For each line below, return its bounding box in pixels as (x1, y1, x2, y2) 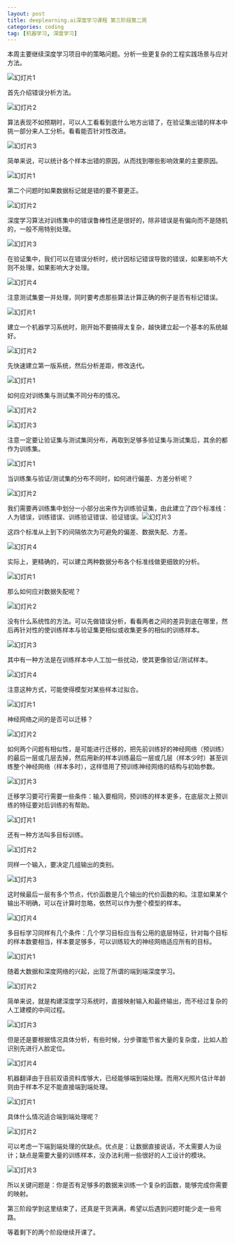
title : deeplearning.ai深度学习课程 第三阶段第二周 (7, 17, 148, 24)
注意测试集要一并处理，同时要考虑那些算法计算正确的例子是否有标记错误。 (7, 293, 222, 302)
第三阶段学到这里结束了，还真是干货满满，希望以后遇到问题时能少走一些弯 (7, 1204, 222, 1213)
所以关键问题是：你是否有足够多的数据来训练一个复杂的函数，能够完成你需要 (7, 1181, 228, 1189)
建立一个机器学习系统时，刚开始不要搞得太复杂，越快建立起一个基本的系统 (7, 323, 222, 331)
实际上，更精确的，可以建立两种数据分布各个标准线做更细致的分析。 (7, 557, 204, 566)
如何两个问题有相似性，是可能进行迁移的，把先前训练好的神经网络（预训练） (7, 745, 228, 754)
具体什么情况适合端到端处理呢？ (7, 1113, 99, 1121)
